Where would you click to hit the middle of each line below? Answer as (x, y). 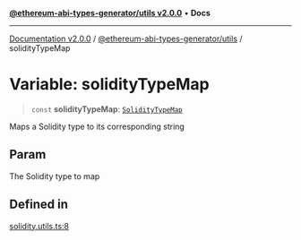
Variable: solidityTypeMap (109, 85)
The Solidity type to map (55, 176)
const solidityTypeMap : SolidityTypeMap (107, 109)
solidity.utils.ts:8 (39, 226)
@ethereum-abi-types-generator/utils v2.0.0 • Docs (110, 13)
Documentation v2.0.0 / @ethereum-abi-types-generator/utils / (126, 39)
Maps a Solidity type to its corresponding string (97, 126)
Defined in (39, 205)
